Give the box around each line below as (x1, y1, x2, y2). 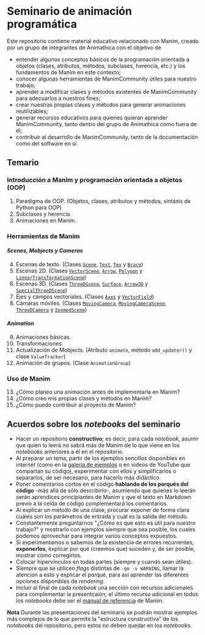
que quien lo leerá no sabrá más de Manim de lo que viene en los (15, 442, 180, 449)
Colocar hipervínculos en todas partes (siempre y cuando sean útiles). (15, 558, 193, 566)
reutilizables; (15, 107, 48, 115)
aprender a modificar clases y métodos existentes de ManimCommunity (15, 88, 197, 95)
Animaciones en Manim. (15, 216, 77, 224)
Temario (7, 157, 39, 168)
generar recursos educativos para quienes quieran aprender (15, 114, 168, 121)
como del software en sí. (15, 140, 78, 147)
